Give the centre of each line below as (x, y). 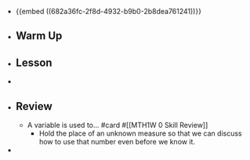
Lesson (34, 62)
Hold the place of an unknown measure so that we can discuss (140, 133)
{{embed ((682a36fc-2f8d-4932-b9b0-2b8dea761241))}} (109, 11)
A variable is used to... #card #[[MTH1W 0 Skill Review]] (118, 125)
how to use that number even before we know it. (117, 142)
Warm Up (39, 36)
